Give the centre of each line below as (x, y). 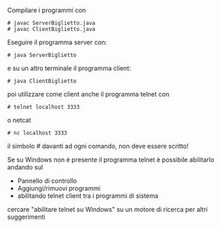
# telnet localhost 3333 (43, 107)
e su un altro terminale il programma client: (69, 68)
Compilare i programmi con (47, 10)
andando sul (25, 167)
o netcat (19, 120)
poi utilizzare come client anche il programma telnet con (88, 94)
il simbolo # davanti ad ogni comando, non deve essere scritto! (98, 146)
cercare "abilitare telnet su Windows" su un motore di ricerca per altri (108, 209)
